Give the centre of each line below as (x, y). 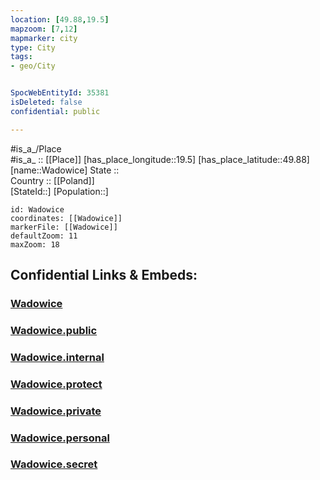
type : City (33, 47)
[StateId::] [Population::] (59, 191)
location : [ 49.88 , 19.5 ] (60, 19)
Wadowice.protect (56, 384)
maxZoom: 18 (35, 244)
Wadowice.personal (60, 438)
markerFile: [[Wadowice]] (64, 227)
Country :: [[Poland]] (52, 180)
